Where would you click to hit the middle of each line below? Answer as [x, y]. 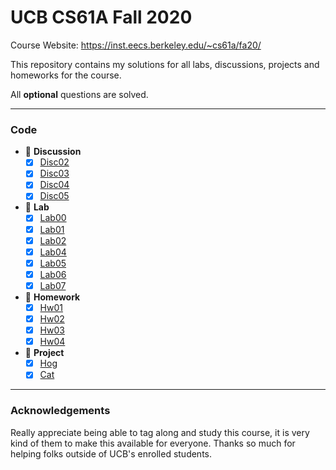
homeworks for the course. [66, 75]
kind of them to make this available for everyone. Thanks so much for [153, 443]
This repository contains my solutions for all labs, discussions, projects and [165, 64]
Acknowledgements [60, 411]
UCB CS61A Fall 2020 [101, 17]
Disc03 [54, 173]
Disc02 [54, 162]
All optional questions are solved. [79, 94]
